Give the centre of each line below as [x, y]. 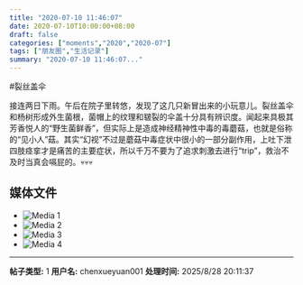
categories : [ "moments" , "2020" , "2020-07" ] [90, 43]
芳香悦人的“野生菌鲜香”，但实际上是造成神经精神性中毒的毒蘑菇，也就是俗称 [151, 128]
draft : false [34, 34]
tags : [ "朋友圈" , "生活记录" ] [60, 51]
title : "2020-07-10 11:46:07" [66, 18]
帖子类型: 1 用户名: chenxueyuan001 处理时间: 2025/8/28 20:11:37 [132, 271]
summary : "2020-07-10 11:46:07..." [76, 60]
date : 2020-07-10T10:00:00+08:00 [72, 26]
